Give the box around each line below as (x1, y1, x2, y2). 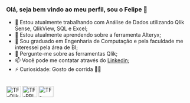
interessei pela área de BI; (14, 44, 78, 51)
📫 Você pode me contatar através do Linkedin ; (14, 57, 130, 64)
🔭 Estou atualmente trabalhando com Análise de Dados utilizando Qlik (14, 19, 185, 26)
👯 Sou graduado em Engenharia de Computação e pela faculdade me (14, 38, 184, 45)
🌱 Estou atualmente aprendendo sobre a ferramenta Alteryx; (14, 31, 161, 38)
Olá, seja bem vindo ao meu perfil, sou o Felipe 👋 (6, 5, 148, 14)
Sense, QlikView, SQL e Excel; (14, 25, 88, 32)
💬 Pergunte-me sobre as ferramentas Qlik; (14, 50, 118, 57)
